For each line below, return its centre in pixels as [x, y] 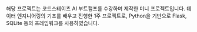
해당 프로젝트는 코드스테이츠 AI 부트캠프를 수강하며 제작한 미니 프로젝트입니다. [96, 8]
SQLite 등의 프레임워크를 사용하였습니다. [53, 23]
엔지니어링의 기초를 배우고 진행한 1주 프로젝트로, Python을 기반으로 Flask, [102, 16]
